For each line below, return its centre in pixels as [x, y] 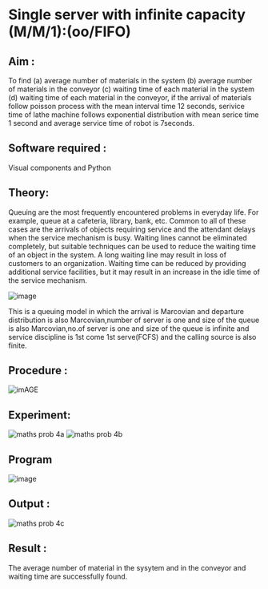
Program [30, 460]
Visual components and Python [60, 167]
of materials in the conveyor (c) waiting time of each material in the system [131, 89]
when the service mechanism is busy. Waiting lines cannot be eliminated [128, 237]
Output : [29, 504]
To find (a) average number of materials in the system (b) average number [130, 81]
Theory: [29, 193]
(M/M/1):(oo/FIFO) [70, 32]
